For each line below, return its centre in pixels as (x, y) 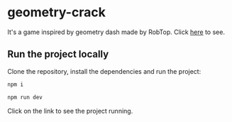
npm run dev (25, 97)
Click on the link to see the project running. (70, 111)
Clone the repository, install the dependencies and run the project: (104, 71)
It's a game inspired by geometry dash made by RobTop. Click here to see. (116, 32)
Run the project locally (58, 54)
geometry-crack (57, 12)
